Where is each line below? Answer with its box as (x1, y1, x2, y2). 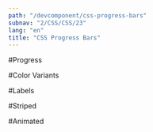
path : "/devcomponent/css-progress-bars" (8, 11, 147, 20)
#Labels (8, 86, 35, 96)
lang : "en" (8, 26, 44, 34)
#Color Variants (8, 70, 59, 80)
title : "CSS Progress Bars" (8, 33, 101, 42)
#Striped (8, 101, 37, 111)
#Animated (8, 116, 44, 126)
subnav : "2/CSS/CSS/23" (8, 19, 87, 27)
